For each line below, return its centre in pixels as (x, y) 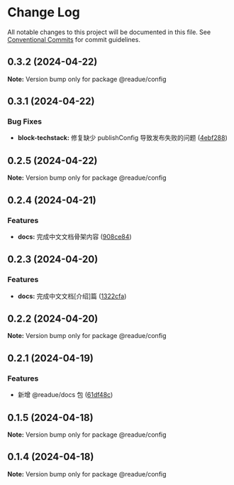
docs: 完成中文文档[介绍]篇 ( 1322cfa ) (72, 296)
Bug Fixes (25, 121)
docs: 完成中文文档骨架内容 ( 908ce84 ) (75, 236)
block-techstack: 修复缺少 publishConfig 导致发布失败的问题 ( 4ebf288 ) (123, 138)
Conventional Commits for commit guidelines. (74, 39)
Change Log (44, 12)
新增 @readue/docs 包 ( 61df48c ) (65, 395)
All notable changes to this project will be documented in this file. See (109, 32)
